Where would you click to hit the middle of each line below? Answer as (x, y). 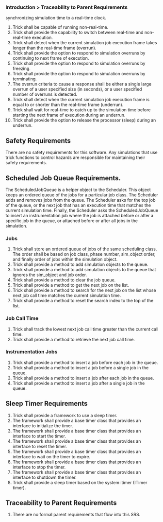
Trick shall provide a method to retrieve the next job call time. (74, 339)
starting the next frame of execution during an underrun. (69, 115)
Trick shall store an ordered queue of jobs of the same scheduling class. (85, 249)
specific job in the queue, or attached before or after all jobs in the (72, 221)
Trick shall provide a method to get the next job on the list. (71, 285)
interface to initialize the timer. (43, 426)
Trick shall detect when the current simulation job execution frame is (81, 100)
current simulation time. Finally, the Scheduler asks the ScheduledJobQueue (82, 210)
